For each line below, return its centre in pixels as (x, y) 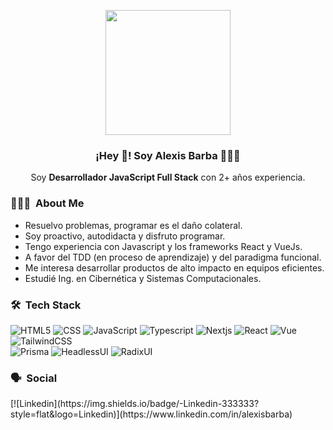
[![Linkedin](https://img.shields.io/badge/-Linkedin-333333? (135, 404)
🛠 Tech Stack (46, 305)
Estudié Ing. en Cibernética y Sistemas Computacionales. (143, 278)
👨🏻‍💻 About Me (47, 203)
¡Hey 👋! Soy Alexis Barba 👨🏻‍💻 (168, 155)
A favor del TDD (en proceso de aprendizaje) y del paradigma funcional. (173, 257)
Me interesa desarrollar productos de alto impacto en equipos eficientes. (174, 267)
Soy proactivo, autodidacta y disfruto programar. (125, 236)
